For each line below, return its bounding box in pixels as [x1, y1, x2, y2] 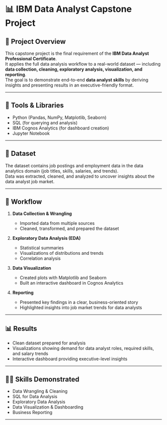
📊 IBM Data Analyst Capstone [5, 3, 132, 15]
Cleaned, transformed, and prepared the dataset [19, 225, 119, 231]
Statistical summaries [19, 245, 64, 251]
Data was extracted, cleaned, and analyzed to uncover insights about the [5, 173, 155, 179]
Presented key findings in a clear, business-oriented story [19, 299, 138, 306]
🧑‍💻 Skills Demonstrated [5, 375, 80, 383]
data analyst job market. [5, 178, 55, 184]
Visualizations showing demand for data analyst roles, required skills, [12, 345, 154, 351]
